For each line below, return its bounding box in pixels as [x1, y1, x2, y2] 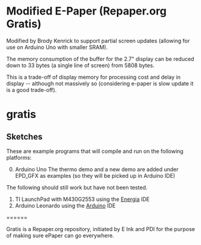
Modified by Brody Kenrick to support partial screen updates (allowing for [6, 37, 190, 44]
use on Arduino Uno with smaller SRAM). [6, 44, 108, 51]
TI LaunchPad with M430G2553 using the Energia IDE [15, 195, 150, 203]
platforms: [6, 154, 32, 161]
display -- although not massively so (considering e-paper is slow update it [6, 80, 194, 87]
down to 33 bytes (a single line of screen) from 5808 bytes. [6, 62, 155, 69]
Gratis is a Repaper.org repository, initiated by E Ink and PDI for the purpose [6, 225, 196, 232]
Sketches [6, 131, 43, 142]
